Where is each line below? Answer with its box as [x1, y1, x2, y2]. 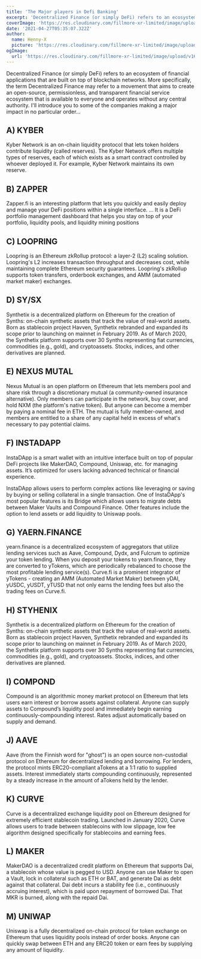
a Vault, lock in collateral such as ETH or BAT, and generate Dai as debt [6, 875, 182, 882]
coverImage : [6, 20, 36, 26]
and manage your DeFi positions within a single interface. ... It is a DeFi [6, 206, 181, 213]
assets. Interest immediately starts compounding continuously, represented [6, 770, 193, 778]
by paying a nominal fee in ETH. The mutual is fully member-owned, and [6, 408, 184, 415]
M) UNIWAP [6, 911, 51, 921]
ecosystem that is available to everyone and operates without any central [6, 95, 187, 102]
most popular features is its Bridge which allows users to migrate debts [6, 497, 181, 504]
